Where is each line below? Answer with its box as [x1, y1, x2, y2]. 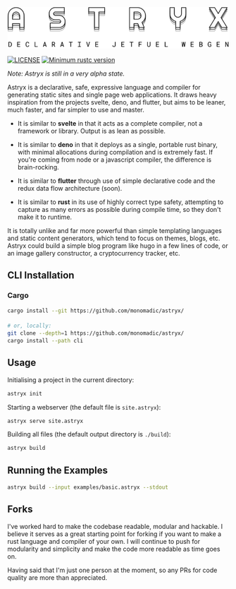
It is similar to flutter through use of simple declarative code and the [17, 177, 216, 185]
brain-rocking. [17, 162, 59, 171]
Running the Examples [7, 464, 108, 476]
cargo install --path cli [7, 337, 83, 344]
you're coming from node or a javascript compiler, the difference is [17, 155, 212, 164]
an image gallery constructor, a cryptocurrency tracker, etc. [7, 249, 180, 257]
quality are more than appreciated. [7, 573, 108, 582]
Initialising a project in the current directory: [7, 375, 135, 384]
